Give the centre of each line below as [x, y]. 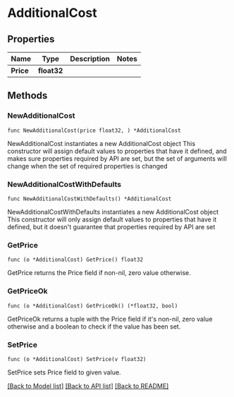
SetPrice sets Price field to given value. [64, 372]
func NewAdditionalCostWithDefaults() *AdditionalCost [90, 199]
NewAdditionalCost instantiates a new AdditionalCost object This [101, 143]
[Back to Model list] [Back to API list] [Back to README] [88, 386]
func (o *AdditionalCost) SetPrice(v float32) [77, 359]
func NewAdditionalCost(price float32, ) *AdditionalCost [94, 130]
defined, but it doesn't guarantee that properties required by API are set [111, 226]
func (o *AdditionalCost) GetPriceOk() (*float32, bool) [93, 306]
